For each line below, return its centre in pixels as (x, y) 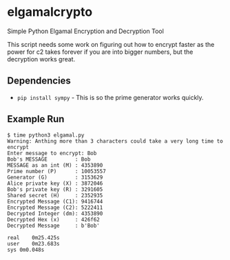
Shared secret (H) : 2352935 (55, 195)
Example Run (36, 119)
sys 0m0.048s (26, 250)
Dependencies (39, 81)
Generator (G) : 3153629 (55, 177)
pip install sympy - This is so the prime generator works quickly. (111, 97)
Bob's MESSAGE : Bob (49, 159)
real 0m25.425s (33, 238)
